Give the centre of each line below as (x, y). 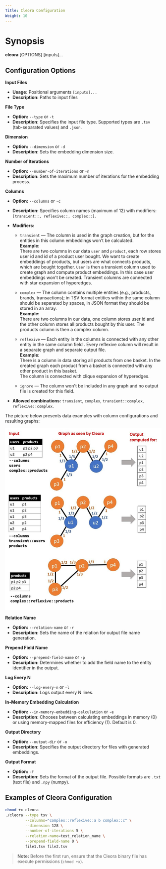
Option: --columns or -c (36, 201)
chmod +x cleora (22, 810)
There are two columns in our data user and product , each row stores (90, 251)
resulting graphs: (23, 421)
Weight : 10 (16, 16)
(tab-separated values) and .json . (47, 127)
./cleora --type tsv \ (28, 815)
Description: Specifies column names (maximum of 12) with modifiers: (84, 211)
